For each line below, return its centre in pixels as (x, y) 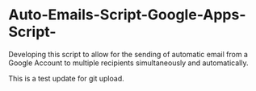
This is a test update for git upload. (66, 78)
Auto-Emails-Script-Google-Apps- (127, 15)
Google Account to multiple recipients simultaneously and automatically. (128, 63)
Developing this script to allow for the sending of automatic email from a (128, 54)
